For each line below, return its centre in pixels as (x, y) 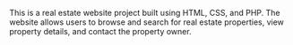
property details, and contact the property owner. (100, 31)
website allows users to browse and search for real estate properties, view (147, 22)
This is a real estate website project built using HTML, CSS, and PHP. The (145, 13)
